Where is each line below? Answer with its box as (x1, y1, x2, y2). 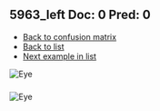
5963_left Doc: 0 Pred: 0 (9, 7, 152, 23)
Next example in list (22, 50, 97, 62)
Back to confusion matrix (22, 31, 116, 42)
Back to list (22, 41, 65, 52)
